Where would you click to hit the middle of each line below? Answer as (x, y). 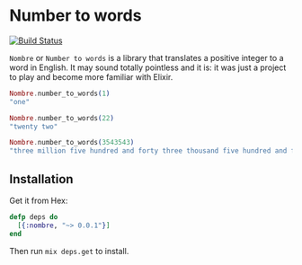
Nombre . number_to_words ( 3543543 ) (72, 143)
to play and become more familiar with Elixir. (91, 76)
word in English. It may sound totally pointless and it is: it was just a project (148, 67)
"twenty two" (34, 127)
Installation (41, 179)
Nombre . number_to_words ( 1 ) (60, 93)
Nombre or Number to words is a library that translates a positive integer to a (147, 57)
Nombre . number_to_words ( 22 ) (62, 118)
